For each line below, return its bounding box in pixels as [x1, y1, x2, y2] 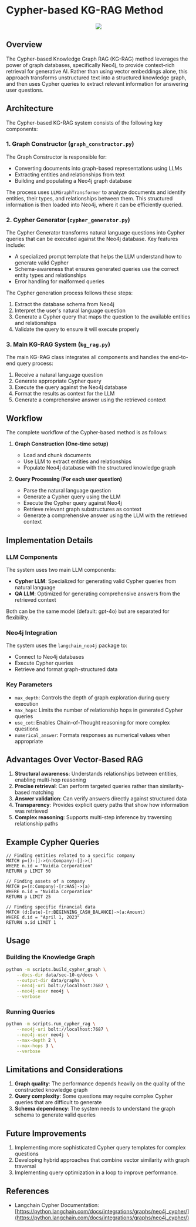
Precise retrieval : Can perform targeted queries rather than [14, 783, 159, 790]
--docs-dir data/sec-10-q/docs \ [16, 972, 99, 978]
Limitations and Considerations [6, 1065, 123, 1075]
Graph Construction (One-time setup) [14, 440, 109, 447]
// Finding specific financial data [6, 904, 96, 910]
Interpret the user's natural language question [14, 307, 126, 314]
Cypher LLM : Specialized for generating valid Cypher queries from [14, 577, 177, 585]
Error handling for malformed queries [14, 278, 104, 285]
